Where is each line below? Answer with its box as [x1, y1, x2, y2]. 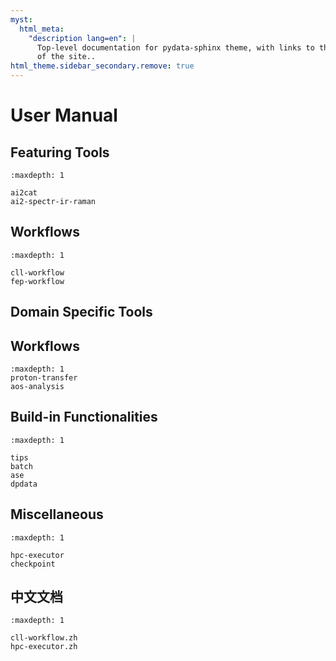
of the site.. [36, 52, 97, 62]
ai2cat [10, 188, 38, 198]
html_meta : [19, 24, 65, 34]
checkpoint [10, 559, 56, 569]
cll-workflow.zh [10, 633, 78, 643]
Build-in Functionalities [10, 409, 158, 426]
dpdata [10, 479, 38, 489]
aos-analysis [10, 382, 65, 392]
